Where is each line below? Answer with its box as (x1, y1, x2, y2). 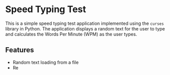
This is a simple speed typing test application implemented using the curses (5, 20, 164, 26)
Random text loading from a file (12, 59, 79, 65)
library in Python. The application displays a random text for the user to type (5, 25, 165, 31)
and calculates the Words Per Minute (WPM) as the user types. (5, 31, 137, 37)
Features (5, 46, 34, 54)
